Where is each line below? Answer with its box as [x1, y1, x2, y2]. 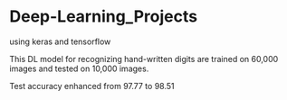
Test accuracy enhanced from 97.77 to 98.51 [9, 80, 175, 91]
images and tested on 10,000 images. [9, 63, 149, 74]
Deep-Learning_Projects [9, 6, 197, 27]
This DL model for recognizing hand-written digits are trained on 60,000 [9, 53, 279, 64]
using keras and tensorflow [9, 36, 111, 47]
